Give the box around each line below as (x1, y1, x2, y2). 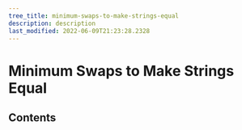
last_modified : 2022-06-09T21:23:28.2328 (8, 27, 151, 35)
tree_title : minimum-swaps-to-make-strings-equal (8, 11, 180, 20)
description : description (8, 19, 96, 27)
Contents (8, 111, 57, 124)
